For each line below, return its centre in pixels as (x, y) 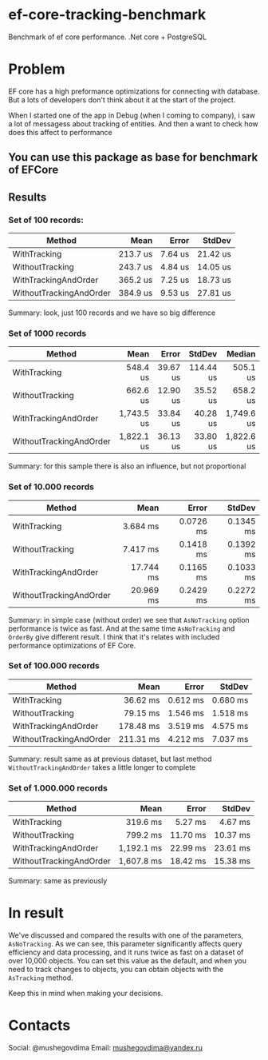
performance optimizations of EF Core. (72, 645)
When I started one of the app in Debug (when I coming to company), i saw (132, 115)
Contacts (39, 1026)
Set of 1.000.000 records (58, 787)
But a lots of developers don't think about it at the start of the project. (122, 100)
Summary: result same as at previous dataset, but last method (110, 759)
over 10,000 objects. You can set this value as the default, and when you (128, 961)
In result (36, 913)
